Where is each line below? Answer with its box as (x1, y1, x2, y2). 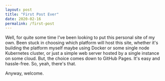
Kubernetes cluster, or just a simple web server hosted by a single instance (5, 50, 160, 56)
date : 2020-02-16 (5, 16, 41, 21)
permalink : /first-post (5, 21, 55, 26)
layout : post (5, 7, 32, 12)
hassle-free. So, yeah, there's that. (5, 61, 76, 67)
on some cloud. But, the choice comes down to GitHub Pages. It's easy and (5, 55, 161, 62)
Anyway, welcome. (5, 70, 44, 77)
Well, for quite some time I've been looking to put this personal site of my (5, 35, 156, 40)
